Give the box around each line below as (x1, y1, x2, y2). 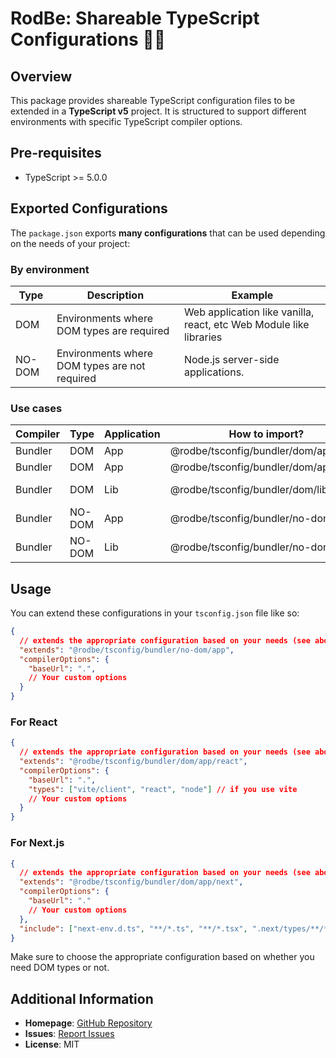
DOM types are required (56, 323, 170, 337)
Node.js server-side (183, 352, 280, 366)
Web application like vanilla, (183, 305, 315, 319)
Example (231, 288, 274, 302)
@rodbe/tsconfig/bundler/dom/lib (169, 483, 328, 497)
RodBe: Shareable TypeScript (10, 7, 260, 30)
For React (10, 715, 58, 729)
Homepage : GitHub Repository (24, 1017, 153, 1029)
